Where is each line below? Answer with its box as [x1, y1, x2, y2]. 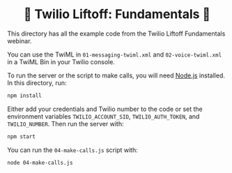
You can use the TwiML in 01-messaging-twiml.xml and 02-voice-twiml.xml [7, 50, 222, 59]
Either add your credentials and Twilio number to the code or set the [7, 105, 203, 113]
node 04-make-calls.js [7, 159, 73, 166]
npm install [7, 92, 42, 99]
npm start [7, 133, 36, 140]
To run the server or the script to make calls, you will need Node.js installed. [7, 71, 225, 80]
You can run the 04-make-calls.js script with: [7, 146, 138, 154]
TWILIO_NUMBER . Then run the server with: [7, 119, 124, 128]
